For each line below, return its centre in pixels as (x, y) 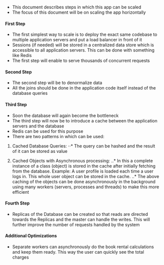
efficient (21, 192)
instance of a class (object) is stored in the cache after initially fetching (84, 166)
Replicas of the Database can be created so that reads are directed (80, 214)
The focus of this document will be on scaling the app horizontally (79, 12)
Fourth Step (17, 203)
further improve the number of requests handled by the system (76, 224)
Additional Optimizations (31, 236)
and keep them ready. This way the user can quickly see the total (78, 252)
